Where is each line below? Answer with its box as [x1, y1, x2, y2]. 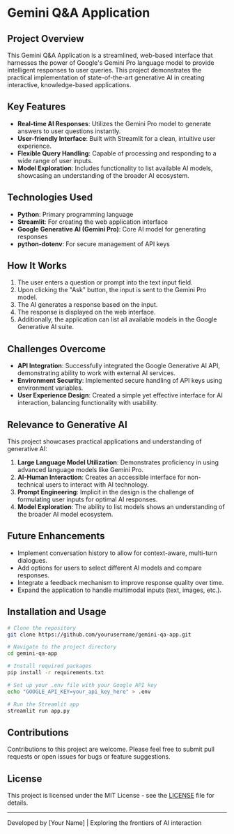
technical [17, 480, 44, 489]
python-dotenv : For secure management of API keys [17, 239, 171, 248]
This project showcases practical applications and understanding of [7, 437, 202, 446]
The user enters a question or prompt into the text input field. [17, 278, 193, 287]
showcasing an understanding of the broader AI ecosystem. [17, 171, 189, 179]
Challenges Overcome [7, 343, 107, 355]
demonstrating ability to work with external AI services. [17, 369, 176, 377]
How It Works [7, 260, 68, 272]
